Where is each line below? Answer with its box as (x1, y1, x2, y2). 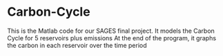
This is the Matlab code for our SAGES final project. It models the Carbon (7, 27, 215, 35)
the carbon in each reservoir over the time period (7, 41, 147, 49)
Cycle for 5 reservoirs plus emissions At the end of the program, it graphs (7, 33, 216, 42)
